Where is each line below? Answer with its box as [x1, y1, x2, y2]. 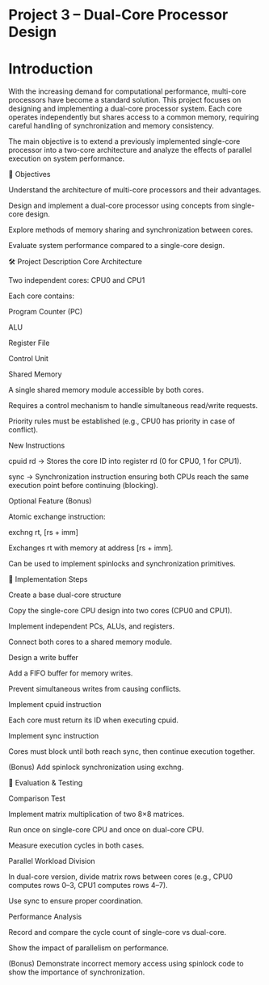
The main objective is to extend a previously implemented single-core [8, 137, 241, 146]
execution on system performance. [8, 154, 125, 163]
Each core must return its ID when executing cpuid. [8, 715, 179, 725]
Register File [8, 338, 50, 348]
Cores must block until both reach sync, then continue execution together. [8, 747, 255, 756]
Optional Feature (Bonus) [8, 496, 92, 506]
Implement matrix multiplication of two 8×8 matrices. [8, 810, 184, 819]
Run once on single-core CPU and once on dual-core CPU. [8, 825, 204, 835]
